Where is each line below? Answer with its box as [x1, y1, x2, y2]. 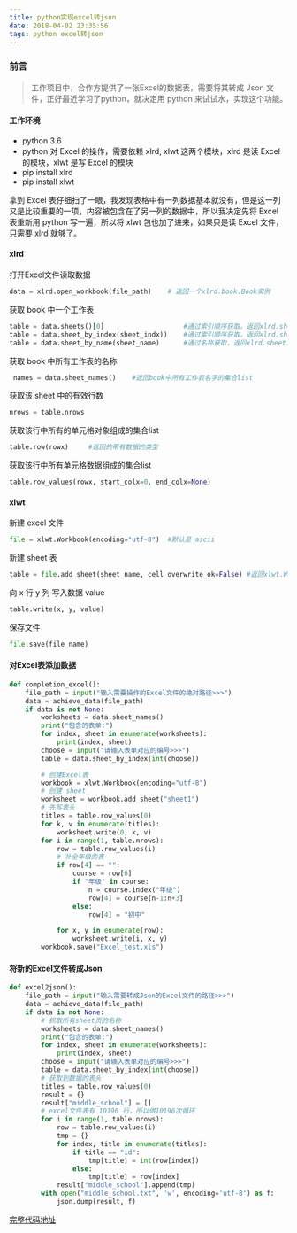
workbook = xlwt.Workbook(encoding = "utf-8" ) [41, 779, 208, 787]
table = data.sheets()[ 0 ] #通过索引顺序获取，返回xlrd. [9, 322, 280, 330]
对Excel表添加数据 [9, 660, 77, 671]
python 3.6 [21, 135, 62, 146]
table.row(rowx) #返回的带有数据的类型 [9, 443, 159, 452]
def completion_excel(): [9, 679, 101, 689]
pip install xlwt [21, 176, 75, 187]
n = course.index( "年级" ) [88, 885, 181, 895]
